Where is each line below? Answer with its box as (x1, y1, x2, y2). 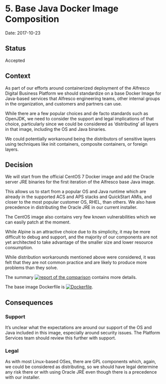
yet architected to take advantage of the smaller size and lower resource (5, 239, 153, 245)
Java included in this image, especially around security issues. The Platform (5, 330, 160, 336)
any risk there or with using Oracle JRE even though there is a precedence (5, 369, 157, 375)
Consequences (5, 298, 54, 307)
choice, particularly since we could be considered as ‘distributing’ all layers (5, 121, 159, 127)
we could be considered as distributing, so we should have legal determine (5, 364, 159, 370)
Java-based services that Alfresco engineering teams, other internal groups (5, 95, 160, 102)
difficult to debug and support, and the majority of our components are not (5, 234, 158, 240)
